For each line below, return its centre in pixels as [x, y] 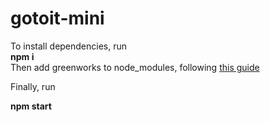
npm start [31, 106]
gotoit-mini [57, 18]
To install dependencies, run [69, 46]
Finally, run [33, 86]
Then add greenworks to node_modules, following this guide [135, 67]
